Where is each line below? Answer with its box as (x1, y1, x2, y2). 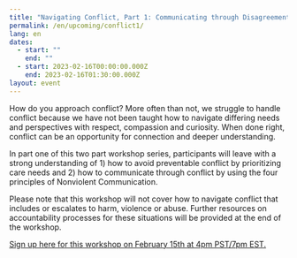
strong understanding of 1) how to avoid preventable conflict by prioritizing (9, 157, 281, 168)
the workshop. (9, 222, 62, 232)
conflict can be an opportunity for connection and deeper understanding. (9, 131, 276, 141)
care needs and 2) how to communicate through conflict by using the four (9, 167, 278, 178)
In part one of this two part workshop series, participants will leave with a (9, 148, 277, 159)
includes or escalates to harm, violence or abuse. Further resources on (9, 202, 268, 213)
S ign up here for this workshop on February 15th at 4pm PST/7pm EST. (9, 239, 267, 249)
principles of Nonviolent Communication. (9, 176, 158, 186)
